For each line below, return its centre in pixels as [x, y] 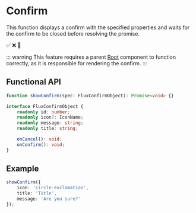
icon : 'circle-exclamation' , [53, 188]
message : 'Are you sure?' [49, 199]
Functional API [34, 82]
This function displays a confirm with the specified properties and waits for [98, 27]
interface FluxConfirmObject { [45, 106]
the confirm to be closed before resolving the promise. [73, 33]
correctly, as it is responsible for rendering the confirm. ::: [77, 63]
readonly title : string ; [48, 129]
